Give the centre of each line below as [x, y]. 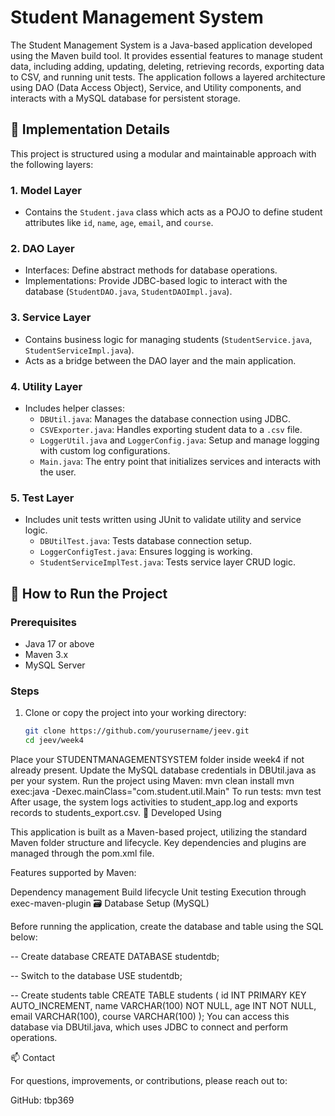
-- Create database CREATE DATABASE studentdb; [115, 956]
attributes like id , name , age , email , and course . [119, 223]
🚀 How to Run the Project [89, 593]
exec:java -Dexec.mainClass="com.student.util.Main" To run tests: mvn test [166, 791]
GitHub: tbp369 [42, 1100]
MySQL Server [55, 665]
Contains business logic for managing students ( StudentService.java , [168, 339]
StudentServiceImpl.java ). [79, 350]
